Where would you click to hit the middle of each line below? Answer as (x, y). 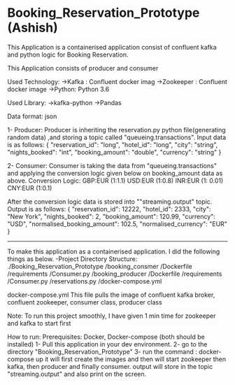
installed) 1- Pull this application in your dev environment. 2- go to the (107, 344)
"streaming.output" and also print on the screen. (77, 374)
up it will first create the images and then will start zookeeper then (131, 359)
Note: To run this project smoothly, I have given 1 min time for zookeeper (112, 316)
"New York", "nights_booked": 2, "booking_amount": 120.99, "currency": (111, 216)
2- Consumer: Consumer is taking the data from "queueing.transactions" (112, 165)
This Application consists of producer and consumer (83, 68)
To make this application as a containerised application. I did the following (114, 251)
